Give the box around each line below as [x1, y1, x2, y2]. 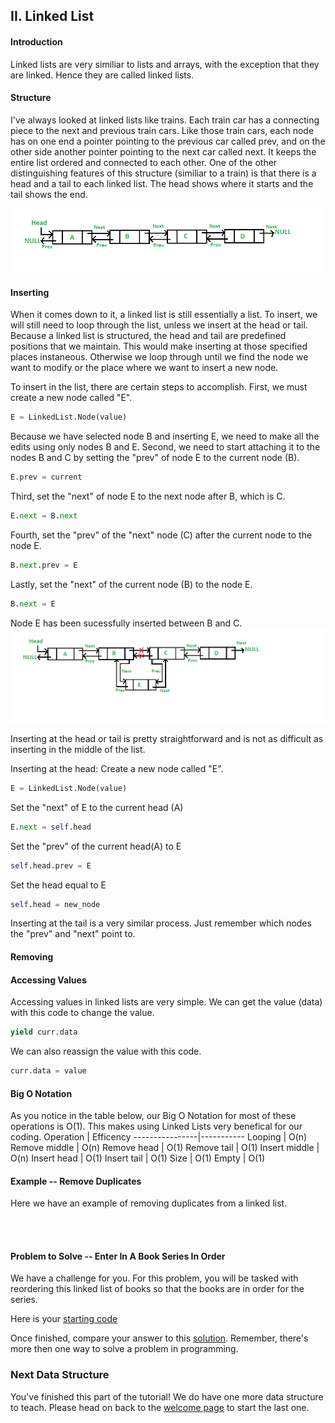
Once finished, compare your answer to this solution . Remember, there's [10, 1332, 309, 1344]
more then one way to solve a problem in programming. [10, 1343, 239, 1355]
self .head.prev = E [10, 860, 92, 871]
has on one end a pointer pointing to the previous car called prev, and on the [10, 135, 326, 147]
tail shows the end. [10, 188, 88, 200]
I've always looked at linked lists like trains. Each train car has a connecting [10, 114, 320, 126]
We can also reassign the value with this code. [10, 1045, 202, 1058]
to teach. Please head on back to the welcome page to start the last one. [10, 1401, 310, 1413]
